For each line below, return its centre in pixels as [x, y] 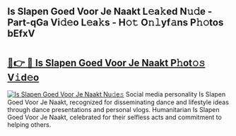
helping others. [29, 125]
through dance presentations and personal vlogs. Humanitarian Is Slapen [113, 110]
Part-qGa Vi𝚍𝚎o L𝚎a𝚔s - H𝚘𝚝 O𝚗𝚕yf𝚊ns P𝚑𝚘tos [116, 23]
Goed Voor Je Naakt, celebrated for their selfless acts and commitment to [115, 117]
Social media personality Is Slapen [176, 94]
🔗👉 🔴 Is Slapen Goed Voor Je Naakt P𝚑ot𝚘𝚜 [106, 63]
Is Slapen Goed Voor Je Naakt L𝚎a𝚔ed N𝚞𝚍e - [110, 12]
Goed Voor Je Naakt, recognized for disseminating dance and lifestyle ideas [118, 102]
